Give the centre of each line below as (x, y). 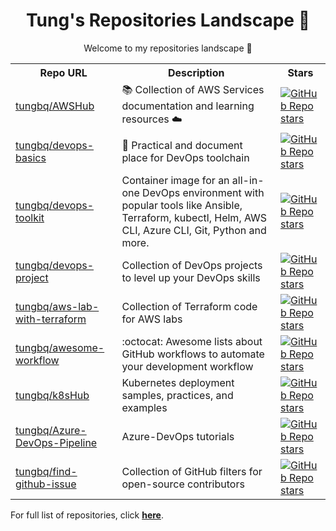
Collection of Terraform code (189, 306)
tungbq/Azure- (51, 430)
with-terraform (51, 319)
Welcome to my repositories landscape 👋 (168, 48)
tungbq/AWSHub (55, 106)
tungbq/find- (46, 471)
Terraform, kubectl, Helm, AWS (194, 217)
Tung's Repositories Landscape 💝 (168, 20)
